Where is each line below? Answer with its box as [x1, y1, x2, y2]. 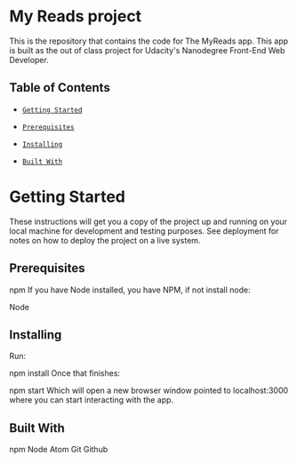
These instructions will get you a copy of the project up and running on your [9, 216, 287, 227]
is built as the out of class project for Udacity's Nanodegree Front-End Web [9, 44, 285, 55]
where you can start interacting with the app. [9, 395, 174, 405]
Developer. [9, 54, 49, 65]
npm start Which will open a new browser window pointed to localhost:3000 [9, 385, 289, 396]
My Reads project [9, 6, 142, 27]
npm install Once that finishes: [9, 368, 121, 379]
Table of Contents [9, 80, 111, 95]
